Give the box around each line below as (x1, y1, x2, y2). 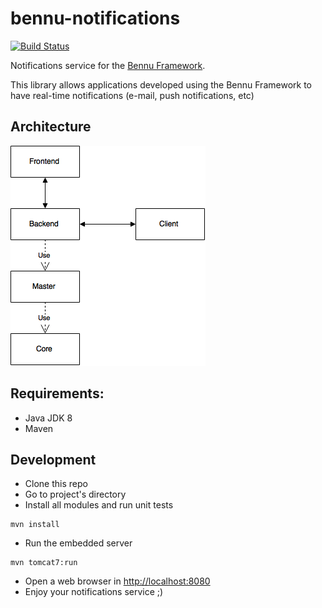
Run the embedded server (24, 537, 133, 549)
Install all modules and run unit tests (24, 499, 174, 511)
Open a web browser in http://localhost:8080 (24, 575, 211, 587)
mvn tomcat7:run (10, 558, 78, 568)
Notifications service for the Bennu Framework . (10, 59, 206, 71)
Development (10, 451, 97, 468)
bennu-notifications (10, 7, 181, 30)
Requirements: (10, 385, 105, 402)
